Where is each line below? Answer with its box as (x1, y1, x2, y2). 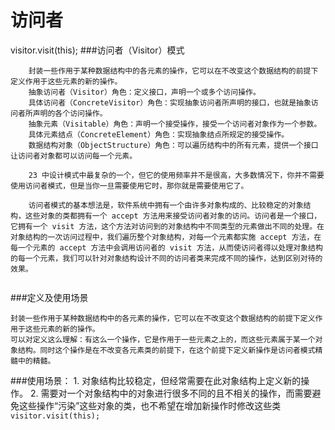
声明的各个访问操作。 (32, 108, 108, 118)
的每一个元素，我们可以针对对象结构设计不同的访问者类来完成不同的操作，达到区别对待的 (10, 253, 323, 263)
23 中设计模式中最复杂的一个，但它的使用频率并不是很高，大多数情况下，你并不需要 (28, 170, 325, 180)
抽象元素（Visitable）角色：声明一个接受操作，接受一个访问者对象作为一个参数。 (28, 119, 322, 129)
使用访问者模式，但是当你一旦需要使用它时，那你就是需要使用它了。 (10, 181, 249, 191)
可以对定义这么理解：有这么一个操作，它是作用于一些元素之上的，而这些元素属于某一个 (10, 334, 316, 345)
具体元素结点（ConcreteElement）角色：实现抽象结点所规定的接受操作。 (28, 129, 290, 140)
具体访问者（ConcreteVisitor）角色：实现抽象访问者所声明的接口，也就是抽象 (28, 97, 312, 108)
